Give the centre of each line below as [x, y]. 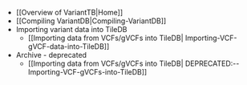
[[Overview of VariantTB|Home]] [69, 12]
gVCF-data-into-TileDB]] [69, 47]
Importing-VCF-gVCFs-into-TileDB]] [87, 72]
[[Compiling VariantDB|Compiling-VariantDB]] [91, 21]
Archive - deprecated [51, 55]
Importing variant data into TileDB [71, 29]
